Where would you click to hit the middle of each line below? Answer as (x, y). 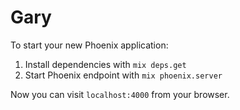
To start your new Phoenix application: (89, 45)
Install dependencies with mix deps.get (105, 64)
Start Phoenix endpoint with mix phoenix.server (123, 75)
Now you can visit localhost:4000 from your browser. (120, 94)
